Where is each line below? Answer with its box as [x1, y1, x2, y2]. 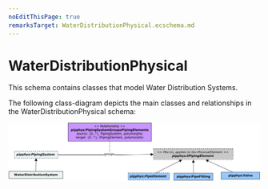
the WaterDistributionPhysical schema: [8, 107, 136, 116]
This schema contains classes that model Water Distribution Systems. [8, 83, 238, 93]
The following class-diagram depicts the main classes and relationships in [8, 98, 252, 108]
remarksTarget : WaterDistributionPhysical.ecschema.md [8, 21, 195, 30]
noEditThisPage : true [8, 13, 81, 21]
